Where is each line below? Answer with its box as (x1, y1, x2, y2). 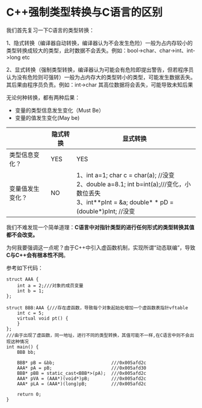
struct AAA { (6, 276, 39, 282)
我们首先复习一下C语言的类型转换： (6, 26, 95, 34)
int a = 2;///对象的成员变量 (17, 282, 84, 289)
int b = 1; (17, 288, 44, 294)
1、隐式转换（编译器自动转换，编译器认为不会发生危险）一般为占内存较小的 (6, 39, 193, 46)
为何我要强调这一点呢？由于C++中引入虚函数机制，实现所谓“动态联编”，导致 (6, 244, 196, 251)
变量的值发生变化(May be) (14, 114, 80, 121)
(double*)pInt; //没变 (76, 207, 135, 215)
